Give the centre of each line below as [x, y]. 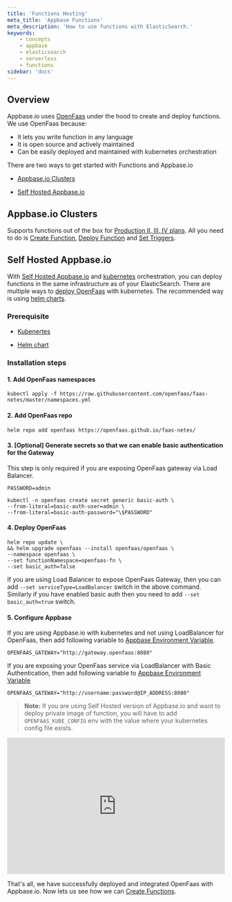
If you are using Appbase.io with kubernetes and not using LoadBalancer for [116, 633]
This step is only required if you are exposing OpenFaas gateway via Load [112, 468]
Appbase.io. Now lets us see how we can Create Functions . [92, 892]
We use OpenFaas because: [47, 124]
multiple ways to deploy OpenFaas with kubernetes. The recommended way [116, 291]
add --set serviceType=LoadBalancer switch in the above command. [104, 587]
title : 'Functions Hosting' [48, 14]
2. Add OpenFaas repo [40, 415]
